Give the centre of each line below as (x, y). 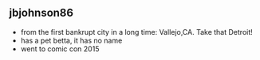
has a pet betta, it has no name (71, 40)
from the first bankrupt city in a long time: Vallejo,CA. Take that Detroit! (137, 32)
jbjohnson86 (41, 13)
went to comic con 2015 (60, 49)
